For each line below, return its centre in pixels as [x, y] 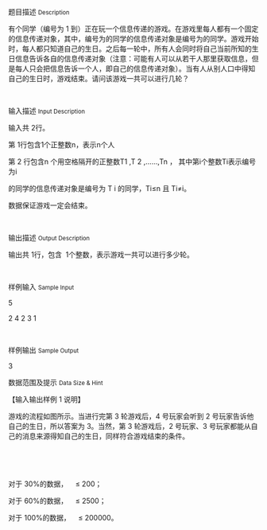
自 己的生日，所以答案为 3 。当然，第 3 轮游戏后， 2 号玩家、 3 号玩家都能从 [130, 426]
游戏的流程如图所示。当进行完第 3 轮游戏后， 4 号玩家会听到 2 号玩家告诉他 [131, 416]
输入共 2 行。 [29, 128]
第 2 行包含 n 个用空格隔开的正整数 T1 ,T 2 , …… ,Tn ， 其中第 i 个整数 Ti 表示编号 [132, 162]
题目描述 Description [39, 12]
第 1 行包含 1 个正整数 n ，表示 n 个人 [62, 144]
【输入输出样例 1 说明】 [46, 399]
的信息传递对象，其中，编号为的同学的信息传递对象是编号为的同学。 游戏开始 [133, 39]
